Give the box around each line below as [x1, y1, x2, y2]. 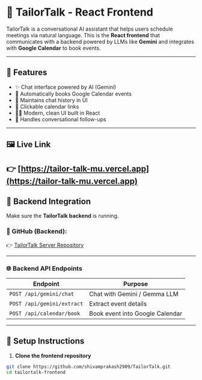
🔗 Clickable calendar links [14, 103, 79, 110]
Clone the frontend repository [14, 352, 91, 359]
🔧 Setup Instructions [6, 336, 85, 346]
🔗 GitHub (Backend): [6, 228, 67, 236]
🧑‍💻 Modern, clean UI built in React [14, 109, 100, 116]
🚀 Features [6, 67, 47, 77]
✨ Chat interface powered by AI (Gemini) [14, 83, 117, 91]
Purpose [123, 279, 148, 288]
